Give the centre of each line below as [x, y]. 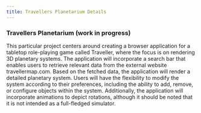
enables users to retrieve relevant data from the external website [87, 65]
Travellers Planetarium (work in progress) [69, 32]
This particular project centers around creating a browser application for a [98, 46]
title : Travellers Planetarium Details [56, 12]
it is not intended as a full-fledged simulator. [61, 103]
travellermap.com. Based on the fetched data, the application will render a [98, 71]
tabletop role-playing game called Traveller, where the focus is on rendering [101, 52]
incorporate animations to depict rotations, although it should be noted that [100, 97]
